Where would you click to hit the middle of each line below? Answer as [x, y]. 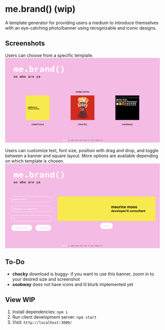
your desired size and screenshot [46, 279]
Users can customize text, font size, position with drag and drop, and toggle [82, 150]
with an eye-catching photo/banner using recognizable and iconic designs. [81, 28]
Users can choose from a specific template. [49, 55]
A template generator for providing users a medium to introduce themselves [82, 23]
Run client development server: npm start [54, 317]
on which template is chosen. [35, 161]
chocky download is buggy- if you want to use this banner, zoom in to [83, 274]
